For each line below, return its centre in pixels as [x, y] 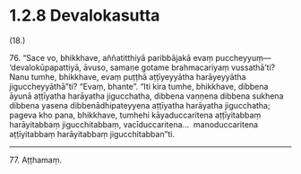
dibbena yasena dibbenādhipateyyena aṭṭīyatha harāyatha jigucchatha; [140, 105]
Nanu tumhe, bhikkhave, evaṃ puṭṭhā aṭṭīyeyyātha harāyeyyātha [128, 76]
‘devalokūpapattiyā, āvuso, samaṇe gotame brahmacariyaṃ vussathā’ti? [142, 67]
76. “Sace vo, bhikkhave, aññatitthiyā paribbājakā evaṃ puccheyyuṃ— [140, 57]
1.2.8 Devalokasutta [85, 16]
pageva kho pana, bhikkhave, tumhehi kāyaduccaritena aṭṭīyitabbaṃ [135, 115]
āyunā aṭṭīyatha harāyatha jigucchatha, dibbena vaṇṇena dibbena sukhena [146, 96]
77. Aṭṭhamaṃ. [36, 160]
